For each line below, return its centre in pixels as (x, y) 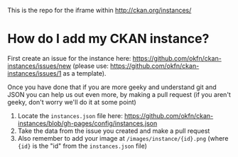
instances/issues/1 (34, 73)
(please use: (91, 66)
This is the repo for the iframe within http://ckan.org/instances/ (99, 10)
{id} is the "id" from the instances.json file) (82, 146)
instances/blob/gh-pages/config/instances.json (87, 123)
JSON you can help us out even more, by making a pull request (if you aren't (119, 94)
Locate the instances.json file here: (70, 115)
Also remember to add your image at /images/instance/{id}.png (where (123, 138)
